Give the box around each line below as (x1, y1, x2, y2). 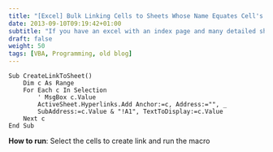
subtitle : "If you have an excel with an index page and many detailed (8, 27, 256, 35)
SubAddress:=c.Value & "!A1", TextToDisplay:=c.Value (37, 107, 223, 115)
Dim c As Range (23, 79, 75, 87)
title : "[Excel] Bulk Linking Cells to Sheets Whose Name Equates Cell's (8, 11, 264, 20)
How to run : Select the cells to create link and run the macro (8, 136, 210, 145)
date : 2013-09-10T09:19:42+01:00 (8, 20, 122, 28)
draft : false (8, 34, 53, 43)
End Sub (8, 122, 35, 130)
